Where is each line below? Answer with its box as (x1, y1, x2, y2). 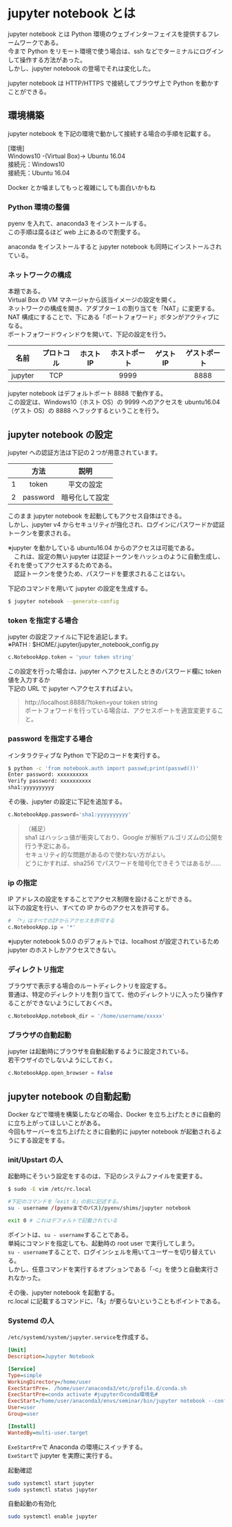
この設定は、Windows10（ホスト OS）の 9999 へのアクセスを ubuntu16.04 (8, 398, 220, 407)
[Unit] (8, 1347, 27, 1354)
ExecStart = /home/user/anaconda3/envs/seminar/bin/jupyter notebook (8, 1398, 206, 1405)
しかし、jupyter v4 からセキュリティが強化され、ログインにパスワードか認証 (8, 521, 226, 529)
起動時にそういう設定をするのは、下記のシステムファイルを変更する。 (8, 1172, 207, 1180)
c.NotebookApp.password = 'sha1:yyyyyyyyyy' (8, 811, 131, 818)
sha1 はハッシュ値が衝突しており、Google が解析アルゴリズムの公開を (24, 833, 223, 842)
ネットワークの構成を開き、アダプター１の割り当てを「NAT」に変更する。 (8, 304, 219, 313)
